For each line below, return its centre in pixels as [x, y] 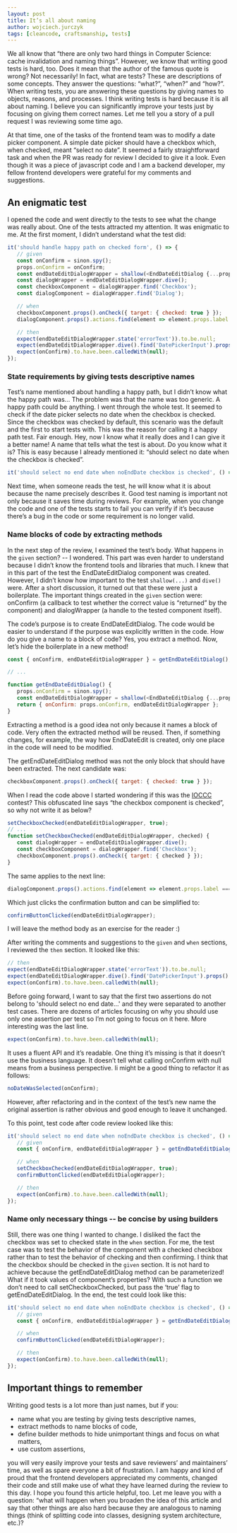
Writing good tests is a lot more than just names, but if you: [93, 1405]
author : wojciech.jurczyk [45, 27]
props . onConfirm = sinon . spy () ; [64, 692]
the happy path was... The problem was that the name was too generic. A [114, 400]
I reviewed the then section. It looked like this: [74, 950]
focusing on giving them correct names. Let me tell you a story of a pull [111, 114]
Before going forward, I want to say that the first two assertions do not [109, 996]
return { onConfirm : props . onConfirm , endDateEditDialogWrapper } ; [118, 705]
